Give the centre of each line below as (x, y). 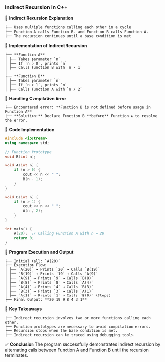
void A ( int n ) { (22, 165)
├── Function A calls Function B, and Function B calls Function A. (77, 32)
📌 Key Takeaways (24, 309)
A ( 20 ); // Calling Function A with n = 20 (59, 233)
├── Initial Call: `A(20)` (33, 261)
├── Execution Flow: (26, 265)
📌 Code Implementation (30, 129)
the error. (16, 120)
